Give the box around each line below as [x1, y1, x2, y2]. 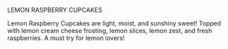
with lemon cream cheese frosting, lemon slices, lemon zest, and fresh [7, 27, 213, 35]
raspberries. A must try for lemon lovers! [7, 34, 125, 42]
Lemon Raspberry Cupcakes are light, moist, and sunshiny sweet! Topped [7, 19, 222, 27]
